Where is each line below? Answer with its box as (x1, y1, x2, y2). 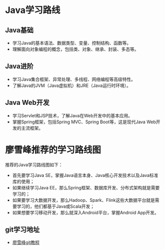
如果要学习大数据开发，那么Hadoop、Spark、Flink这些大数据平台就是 (12, 197, 155, 203)
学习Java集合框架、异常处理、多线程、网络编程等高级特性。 (12, 76, 136, 82)
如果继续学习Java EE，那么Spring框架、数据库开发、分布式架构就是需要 (12, 184, 160, 190)
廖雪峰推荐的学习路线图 (5, 144, 101, 156)
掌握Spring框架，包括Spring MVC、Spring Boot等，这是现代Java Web (12, 119, 156, 125)
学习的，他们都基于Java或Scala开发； (16, 203, 95, 209)
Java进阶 (5, 62, 34, 71)
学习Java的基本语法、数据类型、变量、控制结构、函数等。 (12, 40, 132, 46)
